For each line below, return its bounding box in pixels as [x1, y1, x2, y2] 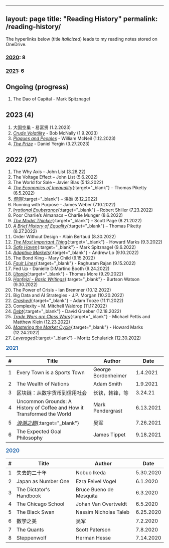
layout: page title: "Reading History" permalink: [6, 15, 158, 23]
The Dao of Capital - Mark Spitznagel [13, 96, 90, 102]
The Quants [16, 526, 44, 533]
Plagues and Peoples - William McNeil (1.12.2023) [13, 135, 116, 142]
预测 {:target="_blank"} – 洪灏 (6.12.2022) [13, 196, 98, 202]
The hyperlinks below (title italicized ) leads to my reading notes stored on [6, 36, 157, 42]
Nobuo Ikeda [75, 469, 106, 476]
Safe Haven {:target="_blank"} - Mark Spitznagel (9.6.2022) [13, 244, 136, 250]
